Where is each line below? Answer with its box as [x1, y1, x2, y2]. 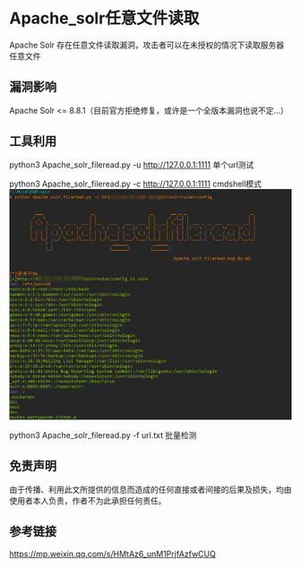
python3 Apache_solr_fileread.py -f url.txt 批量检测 [9, 429, 197, 440]
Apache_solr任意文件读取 [9, 8, 200, 29]
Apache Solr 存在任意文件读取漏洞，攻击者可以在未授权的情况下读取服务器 [9, 39, 285, 50]
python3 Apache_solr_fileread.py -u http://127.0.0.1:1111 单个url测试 [9, 159, 254, 170]
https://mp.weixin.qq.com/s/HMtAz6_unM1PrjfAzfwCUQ [9, 548, 217, 559]
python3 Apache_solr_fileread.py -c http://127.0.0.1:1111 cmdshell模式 [9, 178, 262, 189]
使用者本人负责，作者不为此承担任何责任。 [9, 495, 167, 506]
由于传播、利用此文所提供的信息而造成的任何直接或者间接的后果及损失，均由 [9, 484, 292, 495]
